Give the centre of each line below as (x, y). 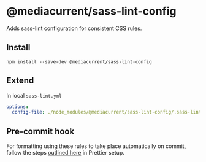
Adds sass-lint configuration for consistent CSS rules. (74, 28)
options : (17, 106)
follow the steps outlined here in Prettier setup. (65, 153)
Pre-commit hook (40, 131)
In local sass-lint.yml (34, 95)
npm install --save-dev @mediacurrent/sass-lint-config (79, 62)
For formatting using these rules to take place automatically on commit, (96, 146)
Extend (20, 81)
